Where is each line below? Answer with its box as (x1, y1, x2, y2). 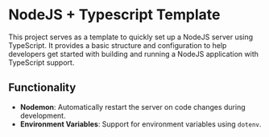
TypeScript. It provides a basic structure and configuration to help (8, 40, 227, 50)
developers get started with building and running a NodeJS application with (8, 49, 259, 58)
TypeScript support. (8, 58, 75, 67)
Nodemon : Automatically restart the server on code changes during (19, 102, 246, 111)
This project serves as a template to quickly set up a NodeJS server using (8, 32, 254, 42)
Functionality (8, 81, 77, 95)
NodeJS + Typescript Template (8, 6, 221, 24)
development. (19, 111, 66, 120)
